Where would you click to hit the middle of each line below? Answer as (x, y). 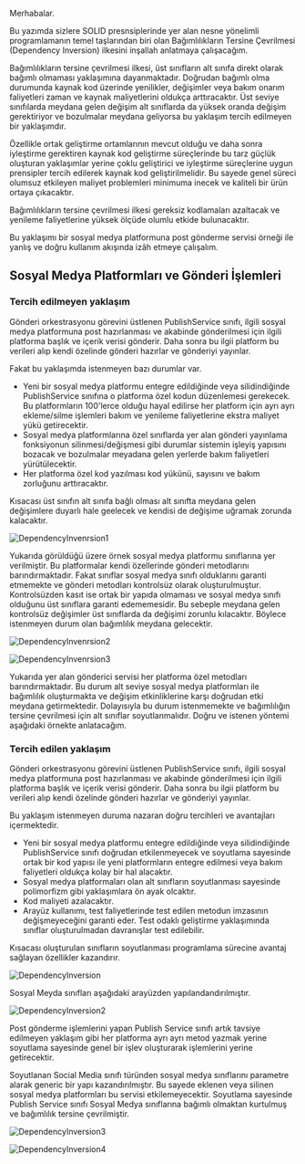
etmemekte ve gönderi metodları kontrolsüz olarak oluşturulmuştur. (135, 584)
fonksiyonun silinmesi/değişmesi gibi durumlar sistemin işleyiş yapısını (154, 444)
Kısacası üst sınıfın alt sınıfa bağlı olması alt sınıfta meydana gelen (133, 500)
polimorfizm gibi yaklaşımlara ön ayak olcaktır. (109, 891)
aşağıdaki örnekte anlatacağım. (68, 725)
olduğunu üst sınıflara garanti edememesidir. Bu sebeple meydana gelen (145, 604)
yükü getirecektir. (56, 425)
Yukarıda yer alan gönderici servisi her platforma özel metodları (128, 676)
